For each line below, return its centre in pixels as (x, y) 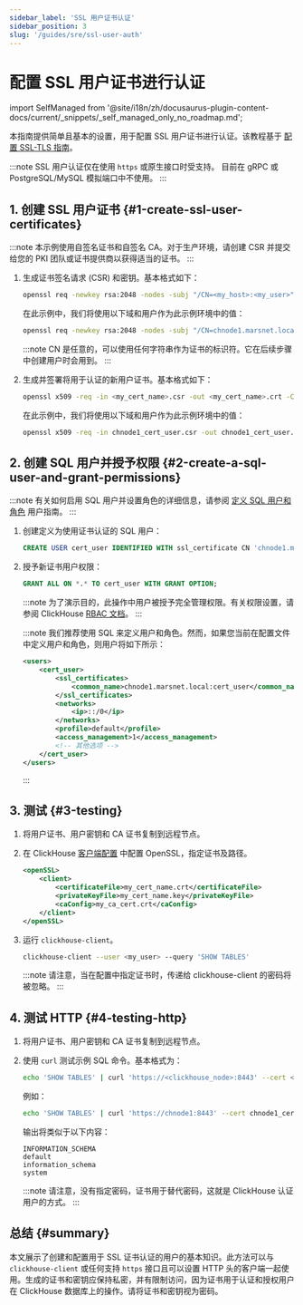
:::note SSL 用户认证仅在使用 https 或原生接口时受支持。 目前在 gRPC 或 (144, 167)
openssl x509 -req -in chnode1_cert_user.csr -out (120, 432)
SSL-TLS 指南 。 (48, 148)
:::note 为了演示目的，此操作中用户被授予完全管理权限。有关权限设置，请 (158, 603)
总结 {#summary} (60, 1233)
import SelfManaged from (57, 108)
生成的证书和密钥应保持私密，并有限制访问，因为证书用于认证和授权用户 (160, 1280)
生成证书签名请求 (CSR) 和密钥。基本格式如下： (111, 278)
